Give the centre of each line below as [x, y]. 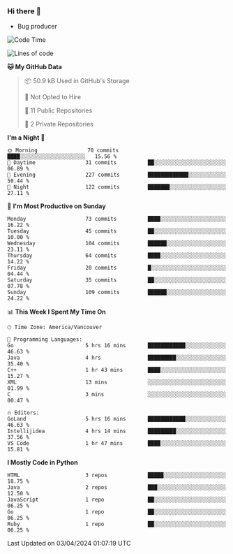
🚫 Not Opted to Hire [53, 97]
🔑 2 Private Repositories [59, 124]
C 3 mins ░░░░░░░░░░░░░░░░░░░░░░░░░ [117, 395]
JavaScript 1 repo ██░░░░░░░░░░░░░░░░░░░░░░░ [117, 500]
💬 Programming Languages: [45, 340]
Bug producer [37, 27]
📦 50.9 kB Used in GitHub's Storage [77, 81]
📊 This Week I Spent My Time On [57, 312]
